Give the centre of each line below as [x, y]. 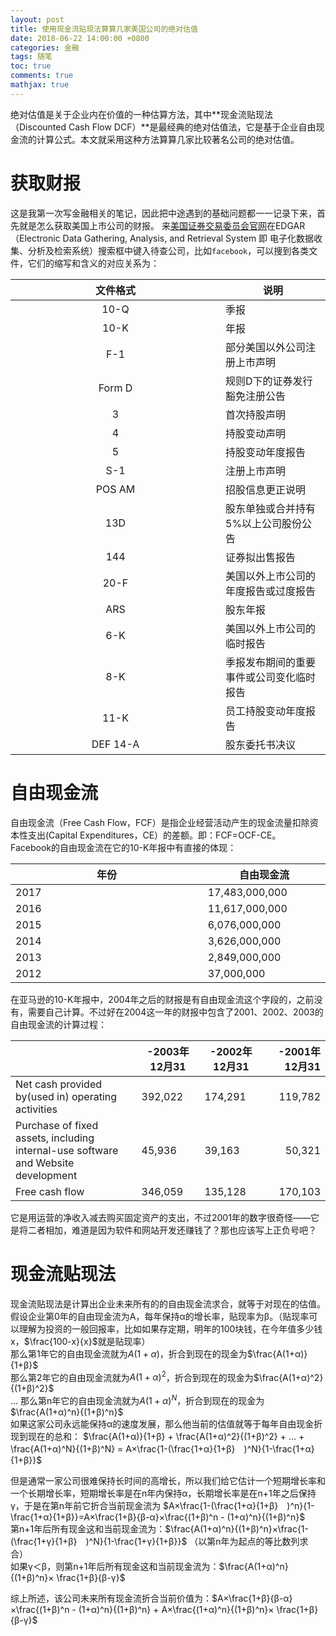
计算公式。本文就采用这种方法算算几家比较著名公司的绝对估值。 [168, 139]
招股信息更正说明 [266, 489]
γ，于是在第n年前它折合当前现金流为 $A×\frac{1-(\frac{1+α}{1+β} [144, 1505]
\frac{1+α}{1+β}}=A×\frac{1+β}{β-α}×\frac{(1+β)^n [114, 1517]
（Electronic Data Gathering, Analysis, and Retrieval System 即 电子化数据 [162, 238]
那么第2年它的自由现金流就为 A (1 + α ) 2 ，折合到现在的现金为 [132, 1376]
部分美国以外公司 [266, 347]
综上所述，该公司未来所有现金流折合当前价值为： [111, 1598]
